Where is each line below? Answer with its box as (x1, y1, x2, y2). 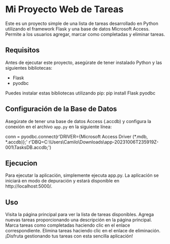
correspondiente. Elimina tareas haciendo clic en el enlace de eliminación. (5, 228, 161, 234)
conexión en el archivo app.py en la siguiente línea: (5, 124, 112, 130)
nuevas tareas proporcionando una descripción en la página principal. (5, 217, 152, 223)
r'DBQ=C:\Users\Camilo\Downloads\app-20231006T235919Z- (29, 139, 159, 145)
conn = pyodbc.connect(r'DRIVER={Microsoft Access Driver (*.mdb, (5, 133, 148, 139)
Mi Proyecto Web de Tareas (5, 4, 124, 15)
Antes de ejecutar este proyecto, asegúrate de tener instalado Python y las (5, 59, 162, 66)
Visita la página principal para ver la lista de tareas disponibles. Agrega (5, 211, 154, 218)
